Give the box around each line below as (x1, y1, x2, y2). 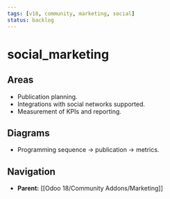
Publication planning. (17, 92, 78, 101)
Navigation (7, 166, 56, 178)
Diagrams (7, 127, 50, 139)
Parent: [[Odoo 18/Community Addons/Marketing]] (17, 184, 163, 193)
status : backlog (7, 17, 54, 24)
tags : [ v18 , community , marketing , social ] (7, 10, 135, 17)
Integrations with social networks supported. (17, 100, 146, 108)
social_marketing (7, 46, 110, 62)
